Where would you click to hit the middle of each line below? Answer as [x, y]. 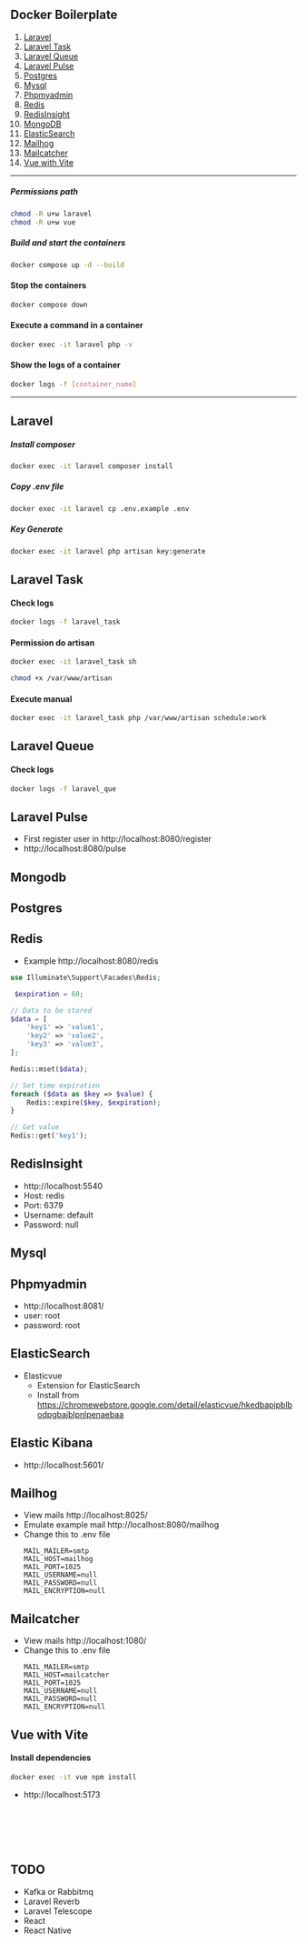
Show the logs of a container [65, 365]
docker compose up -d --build [68, 265]
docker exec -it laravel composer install [92, 466]
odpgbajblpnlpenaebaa [80, 1414]
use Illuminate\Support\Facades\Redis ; [86, 977]
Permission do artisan [53, 642]
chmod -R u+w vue [43, 222]
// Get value [35, 1127]
